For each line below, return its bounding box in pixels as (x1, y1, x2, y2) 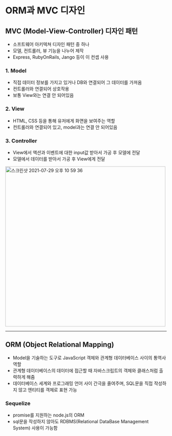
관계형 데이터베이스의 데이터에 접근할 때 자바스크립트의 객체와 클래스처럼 (12, 367, 158, 373)
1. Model (5, 67, 27, 74)
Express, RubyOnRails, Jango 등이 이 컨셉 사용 (12, 54, 109, 60)
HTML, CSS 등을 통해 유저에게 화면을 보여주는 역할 (12, 117, 115, 123)
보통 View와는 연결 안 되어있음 (12, 92, 74, 98)
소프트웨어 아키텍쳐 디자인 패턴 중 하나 (12, 41, 90, 47)
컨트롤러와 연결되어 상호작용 (12, 86, 70, 92)
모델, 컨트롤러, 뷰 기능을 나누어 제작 (12, 48, 84, 54)
